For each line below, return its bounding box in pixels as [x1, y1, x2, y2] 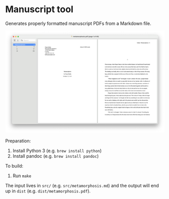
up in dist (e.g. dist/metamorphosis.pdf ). [5, 188, 91, 194]
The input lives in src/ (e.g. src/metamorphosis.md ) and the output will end [5, 183, 159, 189]
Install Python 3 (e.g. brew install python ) [12, 148, 102, 154]
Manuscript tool [5, 4, 73, 15]
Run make [12, 173, 31, 179]
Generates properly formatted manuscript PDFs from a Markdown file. [5, 20, 152, 26]
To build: [5, 163, 24, 169]
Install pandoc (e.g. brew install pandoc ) [12, 153, 99, 159]
